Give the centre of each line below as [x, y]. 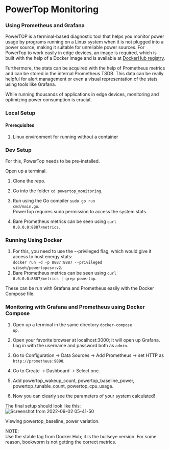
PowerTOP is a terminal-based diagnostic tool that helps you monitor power [85, 36]
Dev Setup [18, 150]
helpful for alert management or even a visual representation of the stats [81, 79]
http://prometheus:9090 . [39, 361]
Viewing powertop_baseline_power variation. [52, 421]
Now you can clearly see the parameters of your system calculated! [84, 396]
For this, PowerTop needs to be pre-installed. [53, 161]
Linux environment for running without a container [65, 137]
